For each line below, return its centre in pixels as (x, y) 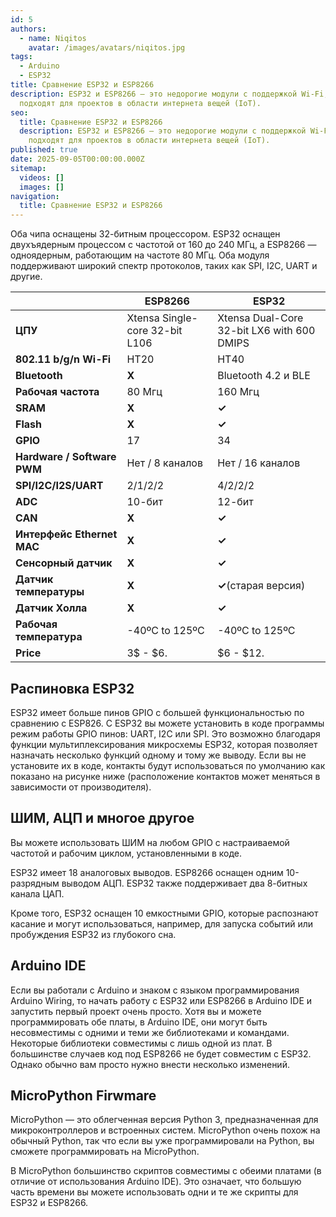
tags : (21, 57)
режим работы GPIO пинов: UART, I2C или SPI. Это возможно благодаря (165, 733)
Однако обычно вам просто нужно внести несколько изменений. (150, 1064)
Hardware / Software (66, 457)
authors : (28, 29)
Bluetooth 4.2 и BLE (264, 376)
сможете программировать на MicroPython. (105, 1152)
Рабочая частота (57, 392)
